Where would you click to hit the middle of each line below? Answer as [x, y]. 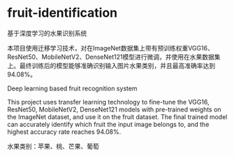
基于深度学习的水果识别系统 [47, 33]
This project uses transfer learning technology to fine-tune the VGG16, [108, 102]
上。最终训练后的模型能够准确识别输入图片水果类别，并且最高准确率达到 [111, 65]
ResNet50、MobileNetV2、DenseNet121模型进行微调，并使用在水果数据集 [114, 57]
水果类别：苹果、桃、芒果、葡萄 [53, 146]
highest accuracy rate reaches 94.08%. [64, 132]
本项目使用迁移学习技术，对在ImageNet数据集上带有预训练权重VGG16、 [111, 48]
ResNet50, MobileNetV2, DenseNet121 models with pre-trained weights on [114, 109]
